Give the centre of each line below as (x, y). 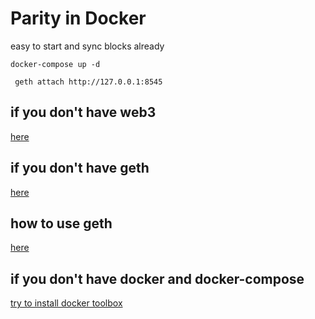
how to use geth (61, 223)
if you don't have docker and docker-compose (157, 278)
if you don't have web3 (83, 112)
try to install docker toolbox (66, 303)
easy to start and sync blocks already (87, 46)
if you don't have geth (80, 168)
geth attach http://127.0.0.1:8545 (88, 82)
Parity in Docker (78, 18)
